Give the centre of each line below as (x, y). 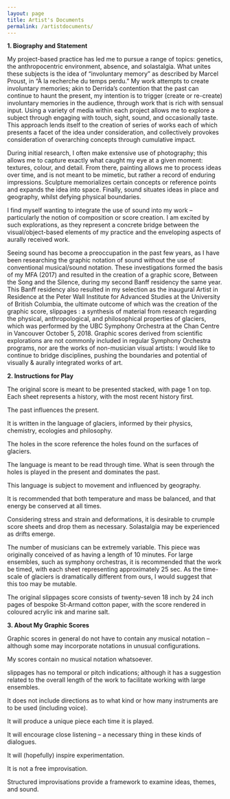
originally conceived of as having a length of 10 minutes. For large (100, 554)
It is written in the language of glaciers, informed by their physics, (100, 424)
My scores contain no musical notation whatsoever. (80, 659)
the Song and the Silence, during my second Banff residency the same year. (115, 282)
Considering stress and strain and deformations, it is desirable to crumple (111, 519)
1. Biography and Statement (47, 46)
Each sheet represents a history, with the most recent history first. (101, 397)
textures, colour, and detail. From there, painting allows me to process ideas (114, 168)
